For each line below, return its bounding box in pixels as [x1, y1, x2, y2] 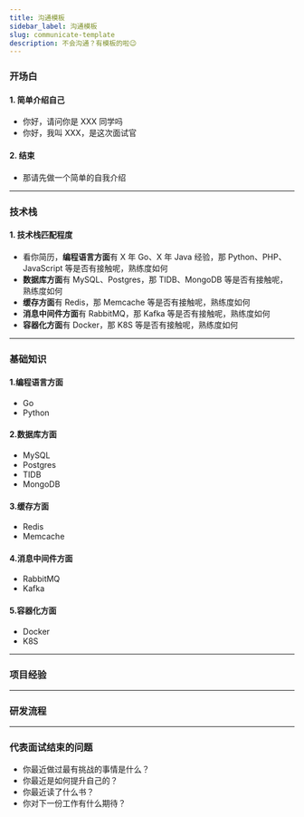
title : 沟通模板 [9, 13, 65, 23]
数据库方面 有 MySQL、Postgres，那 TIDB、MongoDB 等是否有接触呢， [22, 274, 288, 285]
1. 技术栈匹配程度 [9, 229, 73, 240]
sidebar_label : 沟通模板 [9, 22, 98, 31]
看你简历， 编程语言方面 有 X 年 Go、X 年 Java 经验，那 [22, 251, 226, 262]
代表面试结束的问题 [9, 741, 93, 754]
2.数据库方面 [9, 429, 57, 440]
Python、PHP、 [227, 251, 287, 262]
